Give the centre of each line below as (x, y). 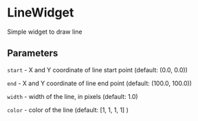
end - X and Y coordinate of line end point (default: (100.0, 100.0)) (100, 83)
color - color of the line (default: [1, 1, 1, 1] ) (68, 110)
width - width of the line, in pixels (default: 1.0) (73, 96)
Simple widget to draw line (45, 32)
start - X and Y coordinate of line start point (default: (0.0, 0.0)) (97, 69)
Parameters (33, 53)
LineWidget (41, 13)
